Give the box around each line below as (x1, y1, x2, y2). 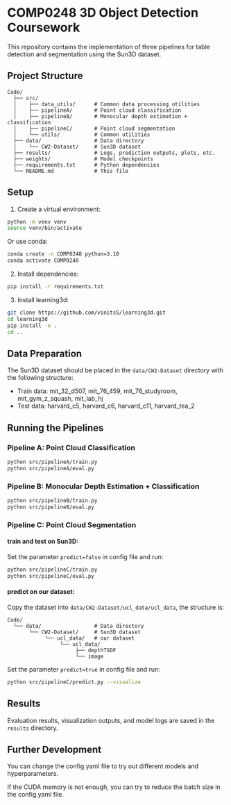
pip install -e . (7, 322, 58, 329)
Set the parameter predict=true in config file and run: (7, 665, 161, 673)
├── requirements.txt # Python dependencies (13, 161, 160, 168)
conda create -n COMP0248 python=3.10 (7, 251, 119, 258)
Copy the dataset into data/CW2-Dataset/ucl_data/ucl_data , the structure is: (7, 603, 224, 611)
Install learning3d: (17, 295, 69, 304)
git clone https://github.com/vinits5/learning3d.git (7, 309, 166, 316)
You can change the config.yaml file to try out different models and (7, 762, 199, 770)
